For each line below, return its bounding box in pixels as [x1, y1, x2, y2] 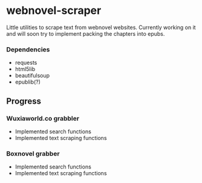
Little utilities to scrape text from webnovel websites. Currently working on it [6, 24, 196, 31]
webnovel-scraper [6, 4, 102, 18]
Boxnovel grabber [6, 149, 60, 158]
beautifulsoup [15, 72, 50, 79]
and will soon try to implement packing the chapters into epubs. [6, 30, 165, 37]
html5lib [15, 65, 35, 73]
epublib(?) [15, 78, 41, 85]
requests [15, 59, 37, 67]
